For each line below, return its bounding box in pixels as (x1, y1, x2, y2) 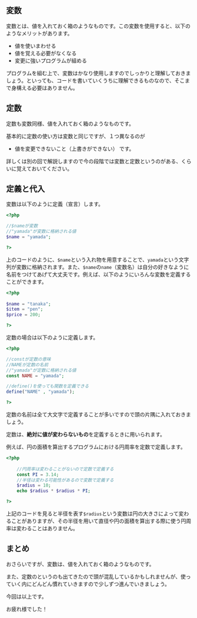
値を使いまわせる (14, 42, 56, 49)
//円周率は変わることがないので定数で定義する (16, 466, 114, 472)
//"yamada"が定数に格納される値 (6, 367, 76, 373)
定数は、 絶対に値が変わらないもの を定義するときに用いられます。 (6, 431, 166, 438)
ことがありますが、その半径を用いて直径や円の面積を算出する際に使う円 (11, 518, 186, 525)
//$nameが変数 (6, 223, 38, 229)
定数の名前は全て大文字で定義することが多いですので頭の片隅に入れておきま (6, 411, 191, 418)
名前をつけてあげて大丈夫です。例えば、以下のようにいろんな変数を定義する (6, 271, 191, 278)
